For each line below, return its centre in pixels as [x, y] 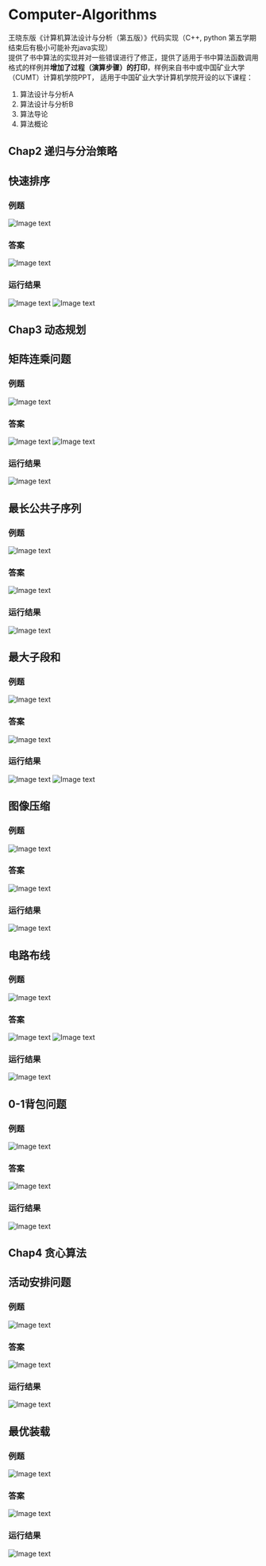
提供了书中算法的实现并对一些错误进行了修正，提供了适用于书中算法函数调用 [133, 57]
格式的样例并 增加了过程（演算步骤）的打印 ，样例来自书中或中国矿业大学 [126, 67]
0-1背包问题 [38, 1104]
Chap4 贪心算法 [48, 1253]
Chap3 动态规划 [47, 330]
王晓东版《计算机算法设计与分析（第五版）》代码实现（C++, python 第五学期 [132, 37]
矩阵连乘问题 [40, 359]
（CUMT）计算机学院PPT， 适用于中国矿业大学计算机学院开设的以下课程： [131, 77]
